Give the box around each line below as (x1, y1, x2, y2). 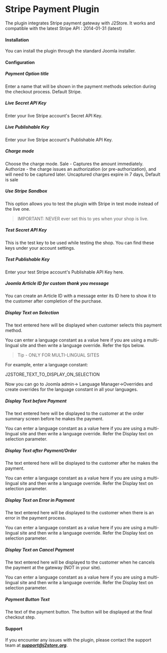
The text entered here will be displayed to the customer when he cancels (5, 559, 155, 565)
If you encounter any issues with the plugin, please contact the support (5, 637, 152, 643)
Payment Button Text (5, 596, 50, 602)
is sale (5, 176, 18, 183)
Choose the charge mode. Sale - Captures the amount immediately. (5, 161, 144, 167)
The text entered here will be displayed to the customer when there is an (5, 510, 154, 516)
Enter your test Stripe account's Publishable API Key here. (5, 269, 125, 275)
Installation (5, 36, 29, 43)
